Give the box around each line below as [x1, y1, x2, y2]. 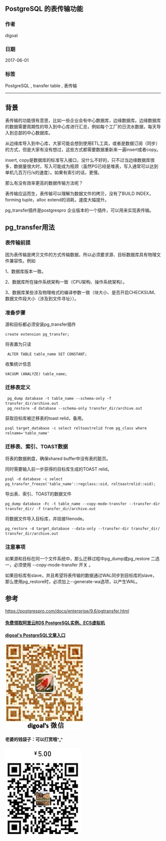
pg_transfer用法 [5, 223, 55, 232]
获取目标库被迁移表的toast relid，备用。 [5, 416, 86, 421]
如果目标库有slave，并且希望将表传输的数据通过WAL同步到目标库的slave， [5, 572, 157, 578]
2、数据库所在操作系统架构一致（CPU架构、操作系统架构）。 [5, 279, 127, 285]
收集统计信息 [5, 361, 31, 367]
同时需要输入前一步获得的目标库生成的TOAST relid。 [5, 466, 112, 472]
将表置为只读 [5, 341, 31, 347]
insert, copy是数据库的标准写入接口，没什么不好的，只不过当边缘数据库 [5, 157, 151, 163]
